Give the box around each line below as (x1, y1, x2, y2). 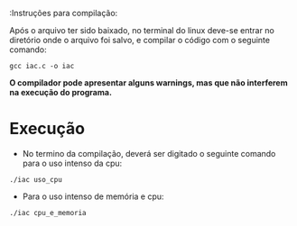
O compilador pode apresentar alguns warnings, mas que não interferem (9, 77, 288, 88)
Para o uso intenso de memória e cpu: (22, 191, 164, 202)
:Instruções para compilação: (9, 8, 118, 18)
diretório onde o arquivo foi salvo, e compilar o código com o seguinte (9, 35, 271, 45)
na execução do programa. (9, 87, 113, 97)
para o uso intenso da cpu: (22, 158, 123, 168)
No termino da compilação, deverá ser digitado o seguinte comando (22, 148, 276, 158)
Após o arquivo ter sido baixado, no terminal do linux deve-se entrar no (9, 25, 275, 35)
